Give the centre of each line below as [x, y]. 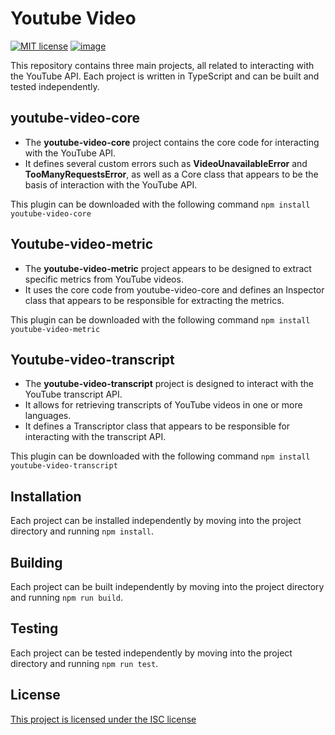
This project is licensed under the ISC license [103, 719]
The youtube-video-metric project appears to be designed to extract [168, 268]
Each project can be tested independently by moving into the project [151, 653]
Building [36, 562]
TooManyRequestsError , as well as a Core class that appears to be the [171, 174]
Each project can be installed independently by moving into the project [156, 521]
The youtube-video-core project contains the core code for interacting [172, 142]
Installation [46, 496]
